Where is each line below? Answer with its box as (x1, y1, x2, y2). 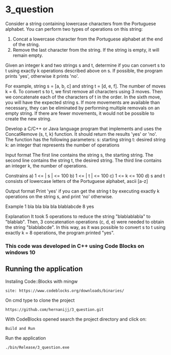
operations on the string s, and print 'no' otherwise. (5, 193, 113, 199)
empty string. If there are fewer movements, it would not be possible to (5, 110, 155, 116)
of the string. (12, 41, 40, 47)
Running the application (5, 265, 83, 274)
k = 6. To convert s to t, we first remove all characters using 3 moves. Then (5, 88, 163, 94)
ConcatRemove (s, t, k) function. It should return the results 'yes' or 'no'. (5, 131, 157, 137)
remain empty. (12, 52, 43, 58)
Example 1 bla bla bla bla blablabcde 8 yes (5, 203, 94, 210)
